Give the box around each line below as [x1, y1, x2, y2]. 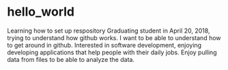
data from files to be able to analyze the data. [7, 55, 135, 63]
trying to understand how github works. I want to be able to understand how [7, 33, 221, 41]
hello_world [7, 4, 75, 20]
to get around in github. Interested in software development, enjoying [7, 41, 202, 49]
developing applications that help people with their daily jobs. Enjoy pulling [7, 48, 217, 56]
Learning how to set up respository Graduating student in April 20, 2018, [7, 27, 210, 35]
